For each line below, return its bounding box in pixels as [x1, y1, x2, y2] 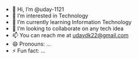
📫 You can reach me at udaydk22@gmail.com [12, 32, 129, 39]
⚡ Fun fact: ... [12, 47, 46, 54]
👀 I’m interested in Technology [12, 12, 89, 19]
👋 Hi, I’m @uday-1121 [12, 6, 64, 13]
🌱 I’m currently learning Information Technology [12, 19, 132, 25]
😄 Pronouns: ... [12, 40, 52, 48]
